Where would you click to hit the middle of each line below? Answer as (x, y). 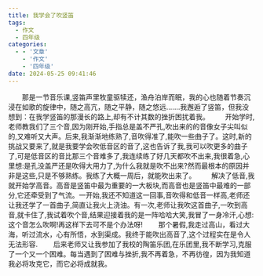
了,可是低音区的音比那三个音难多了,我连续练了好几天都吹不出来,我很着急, (126, 156)
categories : (27, 45)
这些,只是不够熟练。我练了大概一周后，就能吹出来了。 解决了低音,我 (138, 175)
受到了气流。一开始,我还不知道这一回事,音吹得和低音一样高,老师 (141, 195)
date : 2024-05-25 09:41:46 (52, 74)
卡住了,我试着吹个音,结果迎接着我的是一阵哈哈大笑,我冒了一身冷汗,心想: (139, 214)
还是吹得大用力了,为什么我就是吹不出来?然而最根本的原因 (151, 165)
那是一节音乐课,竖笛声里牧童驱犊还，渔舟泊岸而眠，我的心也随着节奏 (133, 97)
